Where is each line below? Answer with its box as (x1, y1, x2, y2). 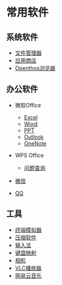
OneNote (23, 139, 47, 147)
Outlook (23, 133, 44, 141)
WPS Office (14, 151, 44, 159)
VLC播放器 (14, 264, 42, 272)
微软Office (14, 102, 41, 109)
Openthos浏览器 (14, 65, 56, 72)
